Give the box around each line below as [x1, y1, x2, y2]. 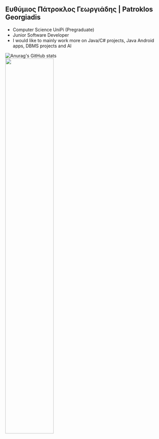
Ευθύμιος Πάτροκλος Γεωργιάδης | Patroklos [5, 5, 153, 14]
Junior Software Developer [12, 32, 70, 38]
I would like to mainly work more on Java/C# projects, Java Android [12, 37, 154, 43]
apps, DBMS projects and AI [12, 43, 72, 49]
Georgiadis [5, 13, 41, 22]
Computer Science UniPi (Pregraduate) [12, 26, 94, 33]
